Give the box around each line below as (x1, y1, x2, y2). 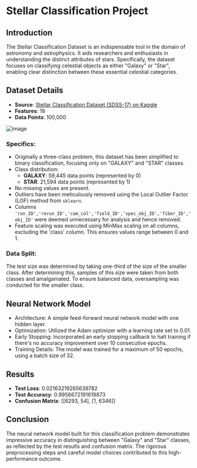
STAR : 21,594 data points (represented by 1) (23, 178, 131, 185)
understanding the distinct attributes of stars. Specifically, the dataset (6, 56, 175, 63)
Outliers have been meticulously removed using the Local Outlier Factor (14, 191, 188, 198)
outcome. (39, 455, 62, 462)
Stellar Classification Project (6, 4, 149, 18)
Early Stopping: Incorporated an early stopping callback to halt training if (14, 333, 191, 341)
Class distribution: (14, 166, 59, 173)
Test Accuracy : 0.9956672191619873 (14, 391, 106, 398)
